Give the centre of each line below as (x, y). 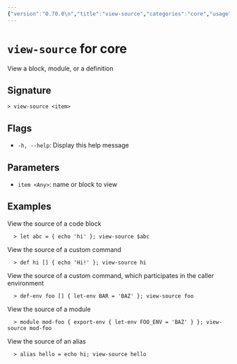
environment (26, 283)
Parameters (34, 168)
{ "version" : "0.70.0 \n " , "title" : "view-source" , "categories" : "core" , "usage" (120, 14)
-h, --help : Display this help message (73, 145)
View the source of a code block (54, 224)
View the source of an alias (47, 341)
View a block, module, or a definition (61, 68)
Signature (29, 90)
